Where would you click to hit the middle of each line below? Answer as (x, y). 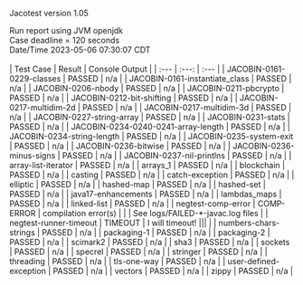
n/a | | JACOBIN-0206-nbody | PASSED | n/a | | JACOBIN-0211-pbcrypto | (147, 88)
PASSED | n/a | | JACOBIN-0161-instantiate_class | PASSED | (180, 79)
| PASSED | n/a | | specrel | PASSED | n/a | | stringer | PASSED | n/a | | (139, 252)
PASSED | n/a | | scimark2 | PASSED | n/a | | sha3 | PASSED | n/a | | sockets (150, 242)
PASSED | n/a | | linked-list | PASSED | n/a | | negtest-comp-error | (133, 204)
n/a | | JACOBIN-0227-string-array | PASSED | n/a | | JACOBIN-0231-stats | (150, 117)
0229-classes (35, 79)
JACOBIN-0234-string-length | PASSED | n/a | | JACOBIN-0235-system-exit (151, 136)
